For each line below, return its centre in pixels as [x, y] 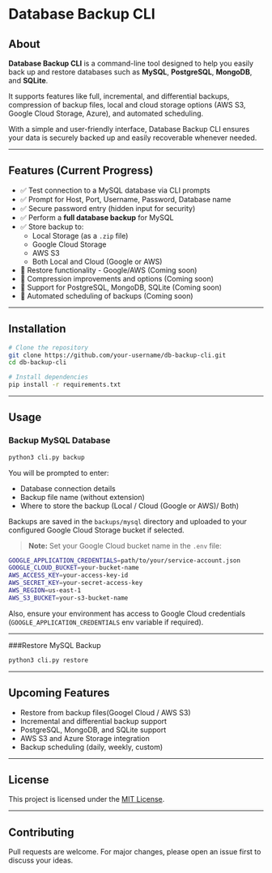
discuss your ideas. [41, 860]
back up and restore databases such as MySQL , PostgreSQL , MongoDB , [130, 72]
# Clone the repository [49, 348]
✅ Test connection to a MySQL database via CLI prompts [115, 190]
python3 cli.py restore [49, 660]
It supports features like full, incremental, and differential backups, [119, 96]
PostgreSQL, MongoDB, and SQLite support [93, 730]
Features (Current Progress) [81, 171]
